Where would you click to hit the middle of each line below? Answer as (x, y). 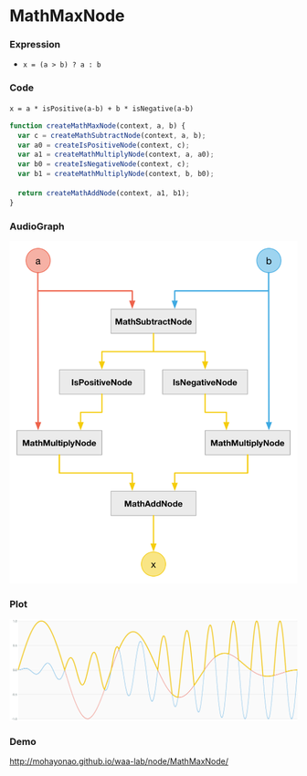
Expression (35, 45)
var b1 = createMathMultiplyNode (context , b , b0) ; (116, 174)
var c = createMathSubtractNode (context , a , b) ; (112, 135)
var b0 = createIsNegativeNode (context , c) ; (104, 164)
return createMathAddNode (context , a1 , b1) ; (104, 193)
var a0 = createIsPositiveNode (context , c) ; (104, 145)
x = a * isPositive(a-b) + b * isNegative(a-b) (102, 109)
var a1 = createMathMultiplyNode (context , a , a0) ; (116, 155)
